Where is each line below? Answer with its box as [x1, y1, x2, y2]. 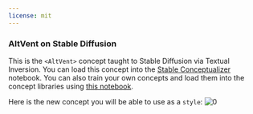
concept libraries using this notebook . [8, 81, 134, 91]
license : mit [8, 11, 52, 20]
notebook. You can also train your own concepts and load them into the [8, 73, 245, 82]
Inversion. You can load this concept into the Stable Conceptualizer [8, 65, 231, 74]
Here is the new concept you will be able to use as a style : [8, 96, 203, 106]
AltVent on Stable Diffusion [8, 37, 117, 49]
